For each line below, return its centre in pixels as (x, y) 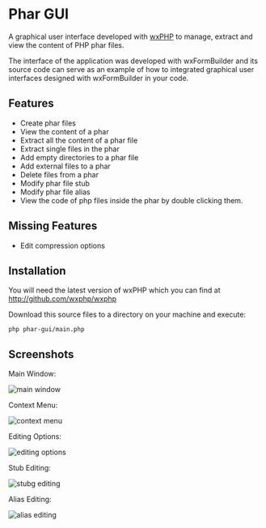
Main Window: (32, 374)
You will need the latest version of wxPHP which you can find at (114, 290)
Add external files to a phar (65, 166)
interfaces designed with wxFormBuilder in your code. (99, 78)
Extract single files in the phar (70, 149)
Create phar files (48, 123)
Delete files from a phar (59, 174)
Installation (37, 271)
